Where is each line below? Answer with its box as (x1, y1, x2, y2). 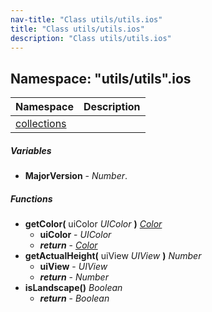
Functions (10, 192, 53, 205)
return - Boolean (39, 292, 110, 305)
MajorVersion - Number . (24, 170, 128, 182)
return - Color (39, 239, 98, 251)
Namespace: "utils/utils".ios (10, 70, 192, 87)
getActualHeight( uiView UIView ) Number (24, 250, 202, 262)
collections (15, 117, 67, 131)
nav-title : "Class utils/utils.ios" (10, 14, 163, 25)
